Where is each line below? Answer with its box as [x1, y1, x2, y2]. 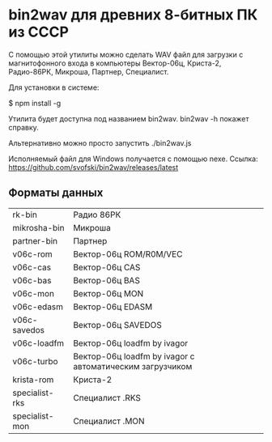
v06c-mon [12, 287, 55, 299]
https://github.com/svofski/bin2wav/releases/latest [8, 162, 179, 172]
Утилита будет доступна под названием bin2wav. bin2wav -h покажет [8, 113, 249, 123]
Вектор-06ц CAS [72, 261, 141, 273]
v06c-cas [12, 261, 51, 273]
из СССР [8, 23, 69, 41]
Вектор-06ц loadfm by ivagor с [72, 351, 195, 362]
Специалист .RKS [72, 392, 142, 403]
